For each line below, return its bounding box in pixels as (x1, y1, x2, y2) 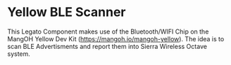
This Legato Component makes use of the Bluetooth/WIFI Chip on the (7, 27, 209, 36)
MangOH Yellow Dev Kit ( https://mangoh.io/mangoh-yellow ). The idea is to (7, 34, 225, 43)
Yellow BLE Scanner (7, 4, 126, 20)
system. (7, 50, 30, 58)
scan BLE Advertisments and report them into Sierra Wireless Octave (7, 42, 208, 50)
